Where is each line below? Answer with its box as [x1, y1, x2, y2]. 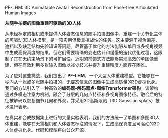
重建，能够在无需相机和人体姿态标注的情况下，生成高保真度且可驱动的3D [9, 121, 160, 127]
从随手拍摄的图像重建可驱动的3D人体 [5, 20, 81, 26]
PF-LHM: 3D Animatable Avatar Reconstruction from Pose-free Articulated [5, 5, 158, 10]
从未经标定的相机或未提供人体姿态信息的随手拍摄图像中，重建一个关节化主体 [5, 31, 163, 37]
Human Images [5, 10, 36, 16]
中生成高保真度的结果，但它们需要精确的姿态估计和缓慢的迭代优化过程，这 [5, 50, 158, 55]
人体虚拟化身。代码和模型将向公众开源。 [5, 127, 88, 133]
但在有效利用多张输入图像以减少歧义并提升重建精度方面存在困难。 [13, 62, 150, 68]
